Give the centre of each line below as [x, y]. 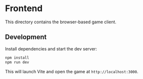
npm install [17, 58]
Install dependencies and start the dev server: [51, 48]
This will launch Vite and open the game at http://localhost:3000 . [72, 71]
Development [26, 37]
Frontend [24, 8]
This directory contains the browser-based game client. [61, 22]
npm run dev [17, 62]
